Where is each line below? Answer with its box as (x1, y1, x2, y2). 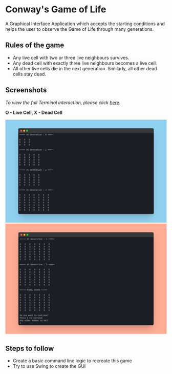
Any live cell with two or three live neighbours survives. (12, 54, 130, 61)
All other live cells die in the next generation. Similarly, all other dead (12, 65, 157, 71)
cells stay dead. (12, 71, 46, 77)
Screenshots (5, 86, 47, 94)
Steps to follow (5, 344, 54, 352)
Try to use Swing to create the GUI (12, 363, 86, 369)
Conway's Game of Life (5, 4, 106, 15)
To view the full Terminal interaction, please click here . (5, 99, 121, 106)
